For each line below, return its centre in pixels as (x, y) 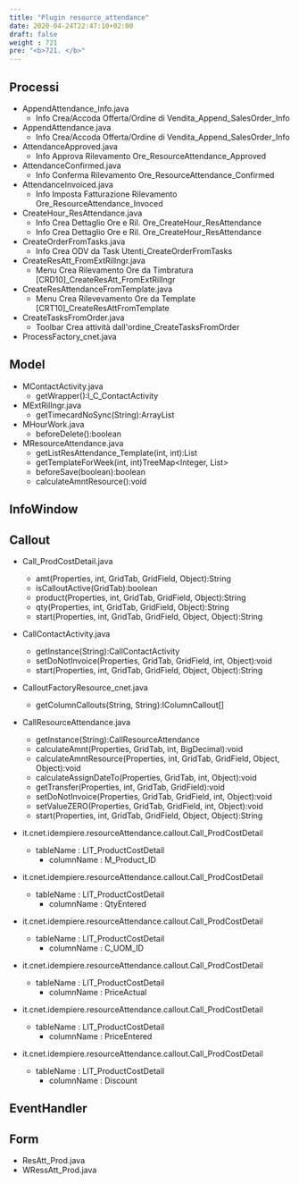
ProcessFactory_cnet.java (70, 336)
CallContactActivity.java (66, 634)
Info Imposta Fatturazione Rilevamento (106, 194)
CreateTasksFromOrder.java (73, 317)
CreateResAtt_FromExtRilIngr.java (83, 260)
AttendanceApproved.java (70, 146)
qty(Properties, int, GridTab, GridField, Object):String (132, 607)
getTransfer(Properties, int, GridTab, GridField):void (130, 787)
